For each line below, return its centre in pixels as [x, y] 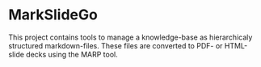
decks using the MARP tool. [72, 54]
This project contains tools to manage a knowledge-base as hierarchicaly [130, 37]
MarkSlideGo [53, 15]
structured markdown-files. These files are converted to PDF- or [116, 45]
